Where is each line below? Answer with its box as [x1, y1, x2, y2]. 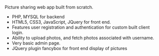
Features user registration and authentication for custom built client [11, 24, 150, 30]
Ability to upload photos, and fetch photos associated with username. [11, 35, 155, 41]
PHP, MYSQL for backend [11, 14, 65, 19]
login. [11, 30, 23, 35]
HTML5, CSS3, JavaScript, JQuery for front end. [11, 19, 111, 25]
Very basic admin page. [11, 40, 61, 46]
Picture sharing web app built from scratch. [4, 4, 93, 10]
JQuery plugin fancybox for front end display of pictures [11, 46, 128, 51]
